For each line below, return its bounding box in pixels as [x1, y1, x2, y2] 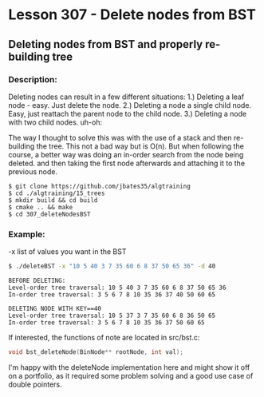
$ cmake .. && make [8, 203, 73, 211]
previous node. [8, 166, 58, 177]
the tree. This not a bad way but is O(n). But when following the [36, 141, 245, 151]
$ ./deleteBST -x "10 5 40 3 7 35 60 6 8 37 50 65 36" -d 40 [8, 262, 216, 271]
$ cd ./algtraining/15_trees [8, 189, 105, 197]
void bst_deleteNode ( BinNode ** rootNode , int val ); [8, 348, 183, 356]
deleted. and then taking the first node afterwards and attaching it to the [8, 158, 246, 168]
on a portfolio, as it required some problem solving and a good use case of [8, 371, 254, 380]
